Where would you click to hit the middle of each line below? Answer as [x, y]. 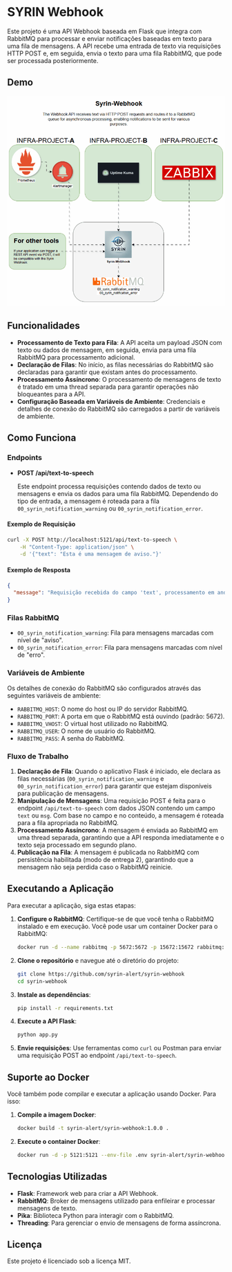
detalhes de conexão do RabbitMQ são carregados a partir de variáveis [118, 409]
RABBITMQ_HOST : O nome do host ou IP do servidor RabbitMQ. [103, 709]
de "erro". [31, 655]
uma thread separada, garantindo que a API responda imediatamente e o [120, 838]
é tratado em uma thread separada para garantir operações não [108, 387]
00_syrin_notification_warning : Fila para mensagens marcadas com [115, 633]
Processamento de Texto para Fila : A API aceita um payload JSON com [119, 342]
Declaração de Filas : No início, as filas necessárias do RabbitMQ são [115, 364]
